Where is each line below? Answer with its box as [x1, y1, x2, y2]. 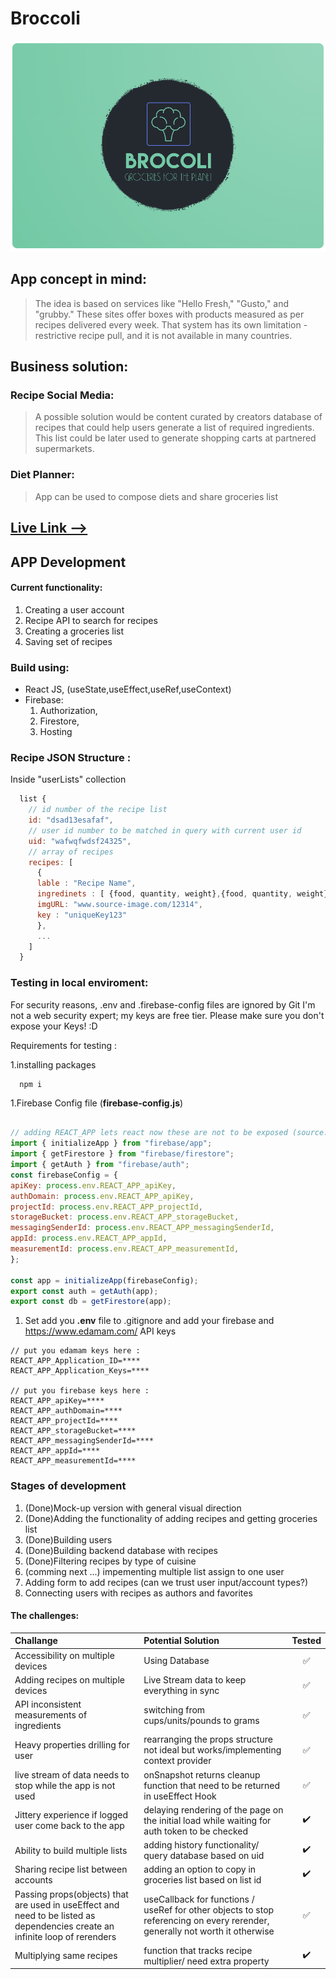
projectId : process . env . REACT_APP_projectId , [10, 1202, 203, 1212]
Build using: [10, 660, 70, 674]
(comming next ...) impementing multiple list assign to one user [24, 1565, 285, 1577]
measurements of [14, 1709, 88, 1721]
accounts [14, 1874, 53, 1886]
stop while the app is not [14, 1779, 116, 1791]
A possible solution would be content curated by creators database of [34, 411, 323, 423]
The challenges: [10, 1610, 80, 1622]
